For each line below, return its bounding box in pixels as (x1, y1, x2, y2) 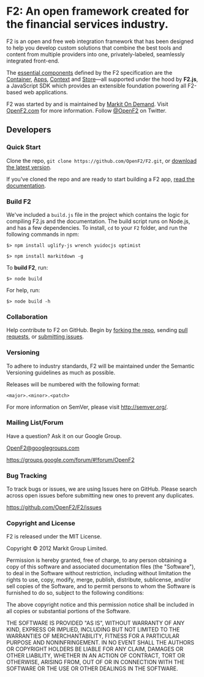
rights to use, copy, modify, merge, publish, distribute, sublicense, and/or (6, 576, 191, 583)
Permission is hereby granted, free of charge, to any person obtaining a (6, 556, 187, 564)
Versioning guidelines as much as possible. (6, 369, 115, 376)
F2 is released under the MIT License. (6, 533, 102, 540)
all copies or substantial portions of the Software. (6, 608, 130, 615)
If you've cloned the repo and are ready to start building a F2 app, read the (6, 175, 195, 183)
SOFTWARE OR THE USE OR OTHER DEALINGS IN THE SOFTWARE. (6, 665, 178, 672)
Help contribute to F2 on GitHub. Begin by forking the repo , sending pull (6, 327, 188, 334)
